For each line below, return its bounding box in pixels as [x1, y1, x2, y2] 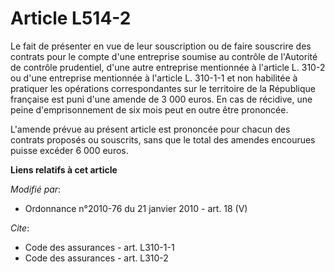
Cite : [10, 222, 30, 234]
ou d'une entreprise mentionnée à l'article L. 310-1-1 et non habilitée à [10, 72, 298, 84]
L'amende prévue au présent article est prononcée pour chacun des [10, 123, 291, 135]
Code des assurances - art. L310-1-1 [24, 241, 175, 253]
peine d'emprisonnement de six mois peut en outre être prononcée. [10, 103, 289, 116]
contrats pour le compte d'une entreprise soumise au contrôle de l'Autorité [10, 50, 318, 62]
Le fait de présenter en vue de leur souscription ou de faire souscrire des [10, 40, 312, 52]
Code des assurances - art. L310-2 [24, 252, 169, 264]
